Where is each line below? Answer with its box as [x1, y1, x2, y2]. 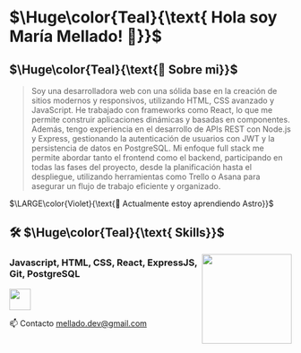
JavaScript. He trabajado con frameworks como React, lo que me [30, 105, 273, 115]
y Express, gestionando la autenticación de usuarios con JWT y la [30, 133, 275, 143]
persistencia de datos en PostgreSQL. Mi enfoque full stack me [30, 142, 264, 153]
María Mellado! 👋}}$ [9, 26, 163, 47]
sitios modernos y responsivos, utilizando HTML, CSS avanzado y [30, 95, 275, 106]
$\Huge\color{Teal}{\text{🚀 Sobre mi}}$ [9, 62, 238, 77]
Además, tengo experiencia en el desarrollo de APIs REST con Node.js [30, 124, 291, 134]
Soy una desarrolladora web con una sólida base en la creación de [30, 86, 278, 96]
